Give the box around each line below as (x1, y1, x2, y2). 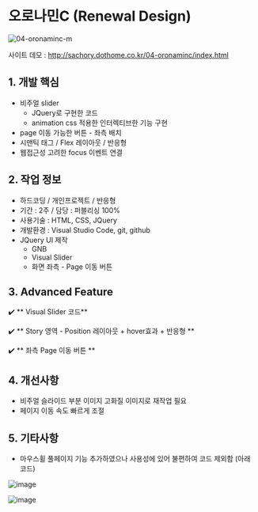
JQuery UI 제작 (19, 235, 69, 245)
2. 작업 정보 (8, 173, 62, 187)
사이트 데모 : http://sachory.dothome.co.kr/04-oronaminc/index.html (8, 50, 230, 59)
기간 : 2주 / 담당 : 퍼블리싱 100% (19, 205, 121, 214)
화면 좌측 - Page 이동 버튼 (31, 262, 113, 271)
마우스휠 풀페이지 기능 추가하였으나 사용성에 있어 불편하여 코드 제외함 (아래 (19, 454, 251, 463)
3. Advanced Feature (8, 285, 113, 298)
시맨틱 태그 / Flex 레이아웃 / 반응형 (19, 138, 127, 147)
